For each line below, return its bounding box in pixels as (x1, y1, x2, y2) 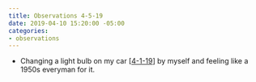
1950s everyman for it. (19, 65, 96, 75)
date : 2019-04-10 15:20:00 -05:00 (8, 19, 126, 27)
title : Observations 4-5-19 (8, 11, 104, 20)
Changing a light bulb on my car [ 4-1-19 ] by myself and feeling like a (19, 56, 249, 66)
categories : (8, 27, 49, 35)
